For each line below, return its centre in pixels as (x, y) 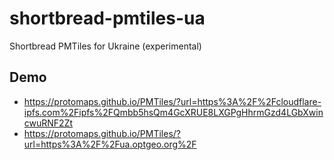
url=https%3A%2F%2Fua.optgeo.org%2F (110, 144)
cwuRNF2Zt (48, 123)
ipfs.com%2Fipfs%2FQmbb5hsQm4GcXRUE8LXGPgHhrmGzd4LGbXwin (173, 112)
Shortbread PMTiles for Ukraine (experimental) (105, 46)
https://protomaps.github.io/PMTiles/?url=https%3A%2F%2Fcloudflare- (172, 101)
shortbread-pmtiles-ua (107, 18)
